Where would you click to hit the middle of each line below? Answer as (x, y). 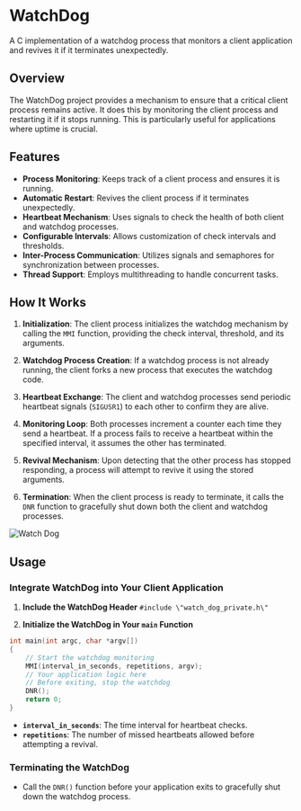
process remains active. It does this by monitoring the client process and (144, 110)
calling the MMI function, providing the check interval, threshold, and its (153, 334)
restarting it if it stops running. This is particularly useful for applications (142, 119)
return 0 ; (44, 700)
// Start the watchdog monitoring (90, 657)
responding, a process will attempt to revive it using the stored (138, 470)
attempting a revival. (60, 744)
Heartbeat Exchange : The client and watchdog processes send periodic (157, 397)
